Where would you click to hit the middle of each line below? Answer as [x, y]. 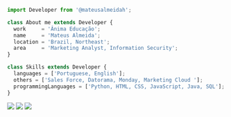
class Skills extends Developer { [57, 67]
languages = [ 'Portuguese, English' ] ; [70, 73]
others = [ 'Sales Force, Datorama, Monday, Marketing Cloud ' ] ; [108, 80]
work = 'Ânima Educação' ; [57, 29]
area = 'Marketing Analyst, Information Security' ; [96, 48]
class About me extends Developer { [60, 22]
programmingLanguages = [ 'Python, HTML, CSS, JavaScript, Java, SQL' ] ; [119, 87]
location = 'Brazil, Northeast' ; [62, 42]
